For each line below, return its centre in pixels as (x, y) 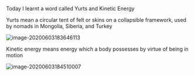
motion (15, 55)
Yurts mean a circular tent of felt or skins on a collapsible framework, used (96, 20)
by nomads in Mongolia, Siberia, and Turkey (59, 26)
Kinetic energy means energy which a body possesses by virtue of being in (98, 49)
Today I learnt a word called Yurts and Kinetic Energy (71, 9)
